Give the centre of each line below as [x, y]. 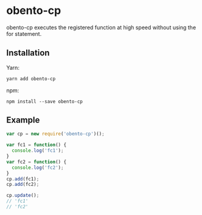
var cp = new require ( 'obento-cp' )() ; [55, 134]
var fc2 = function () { [37, 162]
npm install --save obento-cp [45, 101]
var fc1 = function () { [37, 145]
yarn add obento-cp [31, 79]
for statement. [24, 33]
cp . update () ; [23, 196]
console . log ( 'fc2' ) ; [38, 168]
